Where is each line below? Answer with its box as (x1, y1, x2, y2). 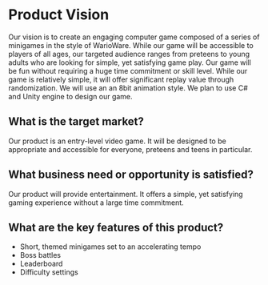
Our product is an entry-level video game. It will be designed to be (8, 136, 226, 146)
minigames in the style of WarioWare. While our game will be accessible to (8, 40, 254, 50)
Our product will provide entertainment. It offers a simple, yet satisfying (8, 189, 243, 199)
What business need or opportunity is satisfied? (8, 168, 254, 182)
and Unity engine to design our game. (8, 91, 134, 101)
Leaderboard (19, 259, 63, 269)
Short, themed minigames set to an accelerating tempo (19, 242, 202, 251)
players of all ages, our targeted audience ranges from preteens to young (8, 49, 250, 58)
